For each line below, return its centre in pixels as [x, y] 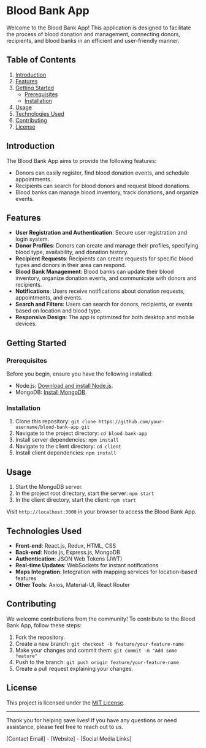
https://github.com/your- [132, 422]
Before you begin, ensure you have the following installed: [80, 374]
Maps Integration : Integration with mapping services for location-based [106, 572]
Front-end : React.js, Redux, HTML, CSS [66, 545]
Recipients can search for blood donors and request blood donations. [103, 186]
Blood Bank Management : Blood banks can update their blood [94, 272]
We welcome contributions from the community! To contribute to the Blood [101, 619]
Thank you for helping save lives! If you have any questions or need [92, 720]
